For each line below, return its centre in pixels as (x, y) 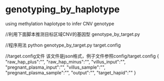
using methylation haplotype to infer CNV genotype (60, 24)
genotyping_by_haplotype (62, 9)
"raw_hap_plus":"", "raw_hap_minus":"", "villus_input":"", (66, 62)
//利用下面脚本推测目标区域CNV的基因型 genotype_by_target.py (73, 34)
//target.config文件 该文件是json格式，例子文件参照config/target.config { (82, 56)
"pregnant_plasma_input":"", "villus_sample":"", (55, 67)
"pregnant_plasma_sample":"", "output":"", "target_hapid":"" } (71, 72)
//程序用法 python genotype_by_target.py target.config (63, 45)
